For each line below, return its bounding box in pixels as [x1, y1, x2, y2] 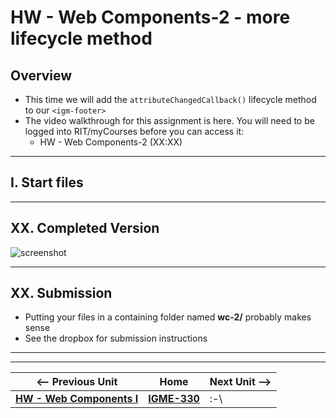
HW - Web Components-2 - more [10, 6, 291, 29]
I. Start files [10, 174, 84, 191]
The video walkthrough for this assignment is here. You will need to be [24, 115, 315, 126]
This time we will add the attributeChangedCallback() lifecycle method [24, 94, 317, 105]
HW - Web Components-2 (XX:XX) [39, 136, 183, 148]
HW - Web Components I [15, 392, 139, 406]
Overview [10, 67, 73, 84]
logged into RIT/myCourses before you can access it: [24, 126, 245, 137]
